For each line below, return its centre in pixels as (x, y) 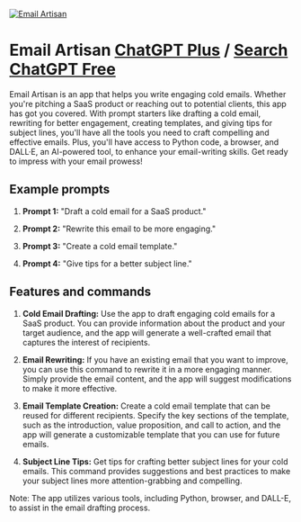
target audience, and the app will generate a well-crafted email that (146, 332)
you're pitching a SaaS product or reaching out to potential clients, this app (148, 103)
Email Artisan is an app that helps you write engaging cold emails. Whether (148, 94)
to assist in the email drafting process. (80, 508)
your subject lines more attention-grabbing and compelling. (132, 481)
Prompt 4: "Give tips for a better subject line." (107, 263)
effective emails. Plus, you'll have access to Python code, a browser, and (144, 142)
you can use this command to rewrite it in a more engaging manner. (147, 369)
